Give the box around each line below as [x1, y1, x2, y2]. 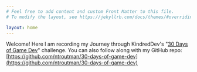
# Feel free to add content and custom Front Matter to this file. [6, 8, 175, 15]
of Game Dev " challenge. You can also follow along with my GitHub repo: [6, 47, 183, 54]
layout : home [6, 25, 38, 30]
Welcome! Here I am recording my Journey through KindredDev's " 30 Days [6, 40, 188, 47]
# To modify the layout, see [6, 14, 77, 20]
